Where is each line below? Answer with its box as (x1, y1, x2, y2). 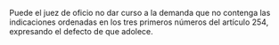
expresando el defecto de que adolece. (9, 26, 153, 36)
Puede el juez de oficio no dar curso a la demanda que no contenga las (9, 8, 271, 18)
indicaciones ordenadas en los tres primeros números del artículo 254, (9, 17, 269, 27)
